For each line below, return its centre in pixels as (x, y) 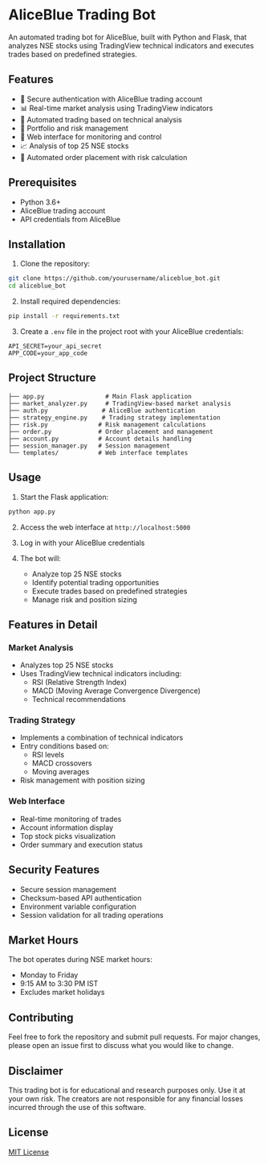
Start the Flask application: (64, 497)
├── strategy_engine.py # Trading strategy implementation (114, 417)
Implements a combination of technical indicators (102, 737)
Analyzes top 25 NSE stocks (67, 665)
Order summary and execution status (81, 844)
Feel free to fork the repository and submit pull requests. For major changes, (134, 1037)
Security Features (54, 870)
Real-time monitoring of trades (71, 819)
